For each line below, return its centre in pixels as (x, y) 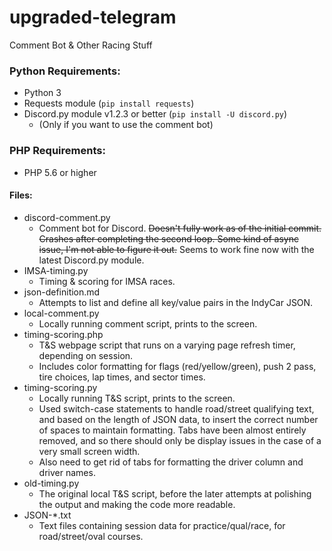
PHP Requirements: (57, 151)
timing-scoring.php (63, 334)
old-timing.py (51, 483)
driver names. (67, 472)
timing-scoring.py (60, 387)
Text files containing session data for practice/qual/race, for (162, 525)
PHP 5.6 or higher (60, 172)
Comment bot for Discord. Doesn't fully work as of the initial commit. (180, 228)
